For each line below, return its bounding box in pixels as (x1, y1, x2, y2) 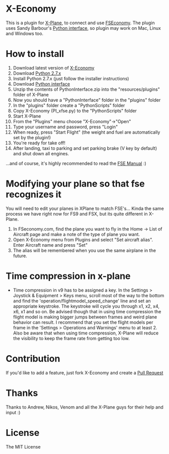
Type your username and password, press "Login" (13, 124, 118, 130)
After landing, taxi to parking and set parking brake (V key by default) (13, 145, 157, 151)
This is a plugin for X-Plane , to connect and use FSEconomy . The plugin (6, 20, 155, 26)
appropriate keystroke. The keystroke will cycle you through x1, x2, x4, (13, 303, 160, 309)
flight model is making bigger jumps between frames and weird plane (13, 314, 157, 320)
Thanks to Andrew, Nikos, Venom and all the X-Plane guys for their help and (6, 404, 163, 410)
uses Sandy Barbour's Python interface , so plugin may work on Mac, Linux (6, 25, 161, 31)
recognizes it (6, 189, 62, 200)
